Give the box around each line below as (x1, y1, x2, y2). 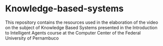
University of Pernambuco (5, 35, 59, 41)
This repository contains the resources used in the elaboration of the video (5, 19, 158, 25)
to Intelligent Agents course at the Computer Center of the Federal (5, 30, 141, 36)
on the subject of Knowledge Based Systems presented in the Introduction (5, 24, 158, 30)
